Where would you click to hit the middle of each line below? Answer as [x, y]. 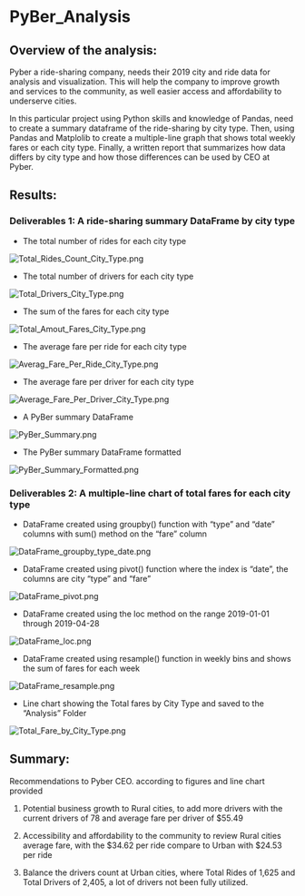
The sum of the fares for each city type [96, 311]
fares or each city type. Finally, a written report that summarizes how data [148, 148]
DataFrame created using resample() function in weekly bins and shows [157, 658]
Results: [33, 196]
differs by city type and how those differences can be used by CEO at [140, 157]
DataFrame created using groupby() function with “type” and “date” [148, 524]
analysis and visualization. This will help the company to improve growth [144, 82]
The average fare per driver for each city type [108, 381]
